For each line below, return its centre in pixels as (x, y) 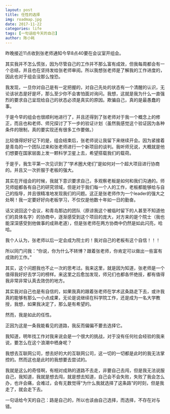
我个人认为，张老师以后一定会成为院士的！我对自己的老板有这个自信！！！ (83, 240)
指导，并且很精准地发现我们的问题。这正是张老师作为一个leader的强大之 (89, 193)
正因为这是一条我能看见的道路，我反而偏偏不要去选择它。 (65, 325)
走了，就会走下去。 (25, 389)
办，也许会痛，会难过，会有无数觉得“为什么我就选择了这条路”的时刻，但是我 (85, 383)
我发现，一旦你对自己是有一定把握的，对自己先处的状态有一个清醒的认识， (83, 87)
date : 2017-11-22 (24, 24)
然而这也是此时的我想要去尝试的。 (54, 359)
